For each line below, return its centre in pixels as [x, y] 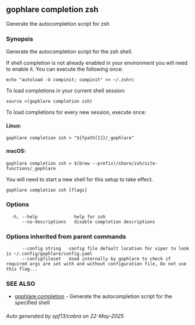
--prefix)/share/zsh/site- [125, 163]
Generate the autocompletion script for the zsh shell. [69, 51]
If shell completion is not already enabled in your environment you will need [97, 63]
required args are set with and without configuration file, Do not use [96, 264]
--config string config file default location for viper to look [105, 249]
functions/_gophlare [31, 168]
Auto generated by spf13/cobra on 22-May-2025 [65, 316]
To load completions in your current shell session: [66, 91]
